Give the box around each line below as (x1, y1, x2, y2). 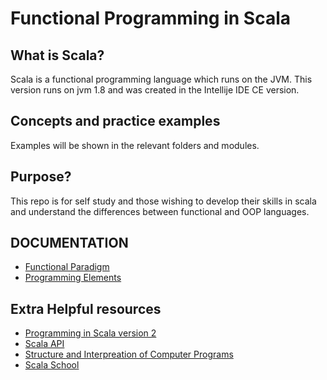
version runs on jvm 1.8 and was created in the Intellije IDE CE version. (10, 84, 300, 96)
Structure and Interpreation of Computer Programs (24, 348, 234, 361)
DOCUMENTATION (10, 235, 129, 252)
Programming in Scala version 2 (24, 327, 157, 339)
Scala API (24, 338, 65, 350)
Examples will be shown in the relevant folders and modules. (10, 139, 260, 151)
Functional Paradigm (24, 261, 110, 273)
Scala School (24, 359, 80, 371)
